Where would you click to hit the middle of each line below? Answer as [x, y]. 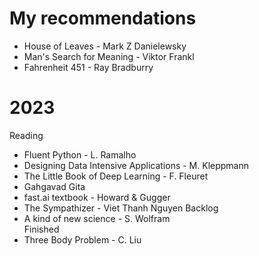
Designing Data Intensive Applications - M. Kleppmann [136, 165]
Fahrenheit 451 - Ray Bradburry [88, 67]
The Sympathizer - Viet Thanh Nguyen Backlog [121, 208]
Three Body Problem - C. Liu [82, 239]
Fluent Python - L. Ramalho [80, 154]
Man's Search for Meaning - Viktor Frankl [109, 56]
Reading [26, 135]
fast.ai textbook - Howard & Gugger [97, 197]
